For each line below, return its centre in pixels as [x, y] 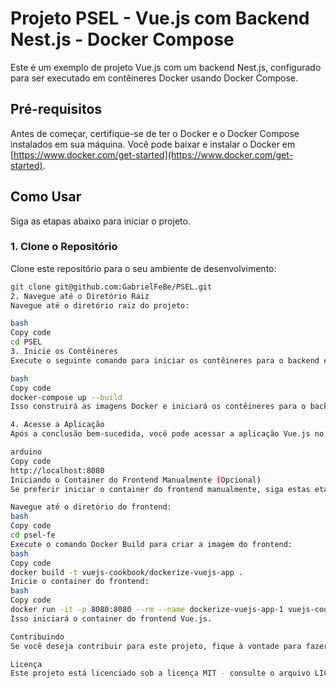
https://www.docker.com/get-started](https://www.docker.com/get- [153, 154]
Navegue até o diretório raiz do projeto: [100, 305]
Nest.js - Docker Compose [122, 39]
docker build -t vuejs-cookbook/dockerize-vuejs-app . [127, 572]
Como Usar [46, 197]
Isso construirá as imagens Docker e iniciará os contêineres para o [158, 407]
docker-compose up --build [66, 397]
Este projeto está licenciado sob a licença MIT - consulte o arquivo [160, 673]
